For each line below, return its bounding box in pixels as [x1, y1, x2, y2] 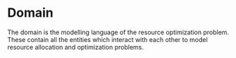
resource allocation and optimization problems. [7, 43, 144, 51]
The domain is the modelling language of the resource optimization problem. [7, 28, 230, 36]
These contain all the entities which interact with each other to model [7, 35, 208, 43]
